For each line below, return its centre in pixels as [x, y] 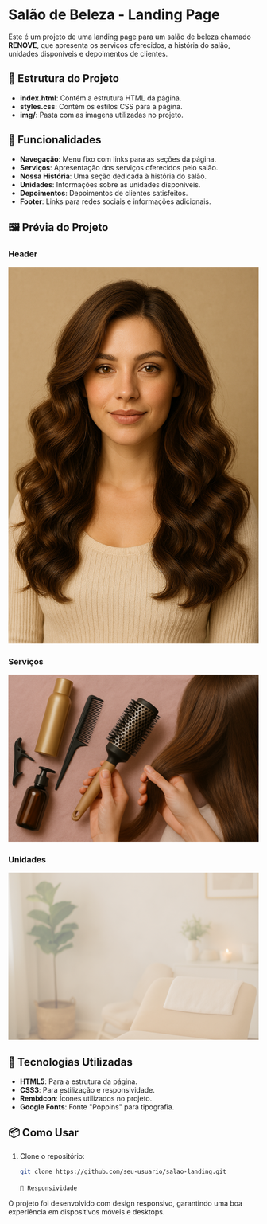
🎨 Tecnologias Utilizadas [70, 1062]
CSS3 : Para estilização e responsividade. [87, 1089]
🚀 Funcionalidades [55, 140]
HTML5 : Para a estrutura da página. [78, 1081]
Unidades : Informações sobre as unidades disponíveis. [110, 184]
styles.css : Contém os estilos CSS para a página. [101, 106]
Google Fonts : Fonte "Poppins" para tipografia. [97, 1107]
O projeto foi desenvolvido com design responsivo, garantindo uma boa [126, 1203]
